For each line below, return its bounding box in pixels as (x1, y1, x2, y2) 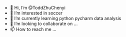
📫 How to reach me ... (9, 26, 56, 32)
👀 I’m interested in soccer (9, 10, 63, 16)
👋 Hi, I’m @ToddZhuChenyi (9, 5, 66, 10)
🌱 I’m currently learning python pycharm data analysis (9, 15, 121, 21)
